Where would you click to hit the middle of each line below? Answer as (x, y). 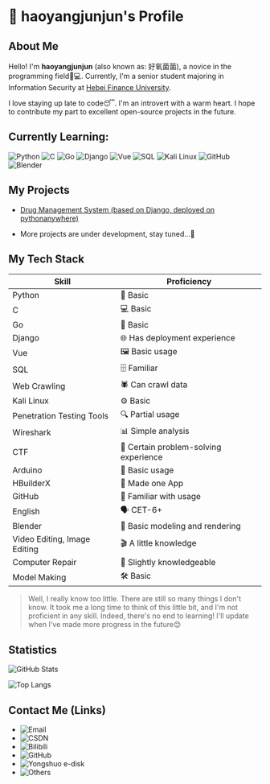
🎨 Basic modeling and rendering (180, 526)
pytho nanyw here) (49, 218)
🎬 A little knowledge (158, 543)
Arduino (27, 470)
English (26, 511)
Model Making (39, 577)
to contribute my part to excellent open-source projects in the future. (122, 111)
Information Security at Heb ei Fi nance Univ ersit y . (90, 87)
